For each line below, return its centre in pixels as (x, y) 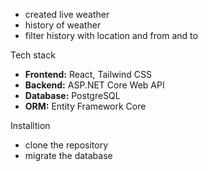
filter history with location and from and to (111, 35)
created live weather (67, 14)
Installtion (30, 125)
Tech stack (33, 55)
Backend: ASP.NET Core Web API (94, 85)
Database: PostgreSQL (72, 95)
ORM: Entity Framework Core (85, 106)
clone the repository (66, 145)
